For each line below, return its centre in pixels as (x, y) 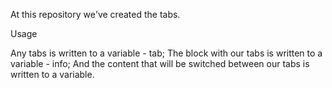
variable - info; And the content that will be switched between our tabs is (160, 63)
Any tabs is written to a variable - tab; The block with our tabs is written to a (166, 53)
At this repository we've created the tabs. (95, 14)
